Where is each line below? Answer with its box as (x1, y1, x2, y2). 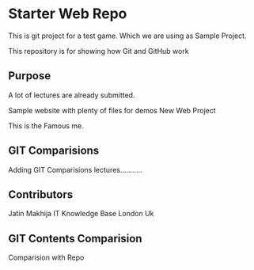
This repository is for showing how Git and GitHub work (8, 46, 189, 55)
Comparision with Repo (8, 253, 85, 262)
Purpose (8, 69, 51, 83)
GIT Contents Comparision (8, 231, 142, 245)
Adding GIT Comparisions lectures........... (8, 165, 142, 174)
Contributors (8, 188, 74, 201)
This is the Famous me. (8, 120, 85, 131)
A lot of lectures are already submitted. (8, 90, 135, 100)
